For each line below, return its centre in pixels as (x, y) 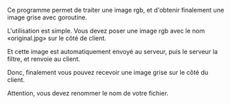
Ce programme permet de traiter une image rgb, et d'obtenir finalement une (116, 10)
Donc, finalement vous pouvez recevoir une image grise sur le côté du (108, 72)
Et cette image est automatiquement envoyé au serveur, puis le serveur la (112, 52)
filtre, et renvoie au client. (44, 59)
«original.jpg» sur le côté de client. (57, 38)
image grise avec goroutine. (47, 17)
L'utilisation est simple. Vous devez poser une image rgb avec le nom (106, 31)
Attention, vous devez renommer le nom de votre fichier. (88, 93)
